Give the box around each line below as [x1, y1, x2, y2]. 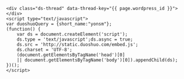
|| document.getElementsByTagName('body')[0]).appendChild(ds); [17, 57, 178, 63]
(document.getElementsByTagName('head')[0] [17, 52, 126, 58]
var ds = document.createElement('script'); [17, 31, 128, 37]
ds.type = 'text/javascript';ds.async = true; [17, 37, 133, 42]
